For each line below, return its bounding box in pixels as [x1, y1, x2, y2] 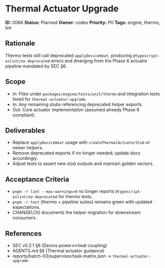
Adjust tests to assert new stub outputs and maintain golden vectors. [12, 160, 154, 167]
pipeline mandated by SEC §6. [5, 63, 67, 69]
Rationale [5, 39, 35, 48]
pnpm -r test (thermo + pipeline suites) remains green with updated [12, 199, 153, 205]
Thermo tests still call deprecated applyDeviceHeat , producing [5, 52, 132, 58]
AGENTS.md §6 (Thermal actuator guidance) [12, 248, 105, 254]
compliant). [12, 112, 36, 118]
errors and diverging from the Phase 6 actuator [51, 58, 148, 64]
